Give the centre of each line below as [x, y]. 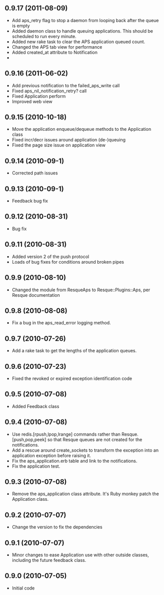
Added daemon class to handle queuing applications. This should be [82, 31]
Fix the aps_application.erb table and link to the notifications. [74, 461]
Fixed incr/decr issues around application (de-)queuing [69, 140]
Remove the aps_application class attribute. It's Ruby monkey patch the [85, 494]
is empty [21, 26]
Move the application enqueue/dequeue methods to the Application [81, 129]
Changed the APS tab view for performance [57, 47]
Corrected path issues [35, 173]
